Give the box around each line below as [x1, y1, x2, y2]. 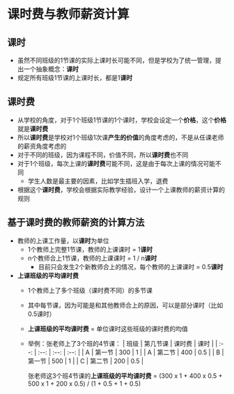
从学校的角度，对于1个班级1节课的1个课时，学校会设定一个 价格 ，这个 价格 [17, 116, 226, 124]
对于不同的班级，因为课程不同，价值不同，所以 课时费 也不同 [17, 151, 189, 159]
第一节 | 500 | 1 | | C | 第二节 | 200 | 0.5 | [27, 356, 144, 365]
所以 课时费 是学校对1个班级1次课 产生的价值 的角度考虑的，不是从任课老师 [17, 133, 224, 142]
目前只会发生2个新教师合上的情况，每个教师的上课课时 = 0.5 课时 [38, 262, 224, 271]
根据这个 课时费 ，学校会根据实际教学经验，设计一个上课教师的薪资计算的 [17, 185, 225, 194]
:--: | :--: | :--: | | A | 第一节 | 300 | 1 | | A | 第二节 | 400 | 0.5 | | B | [38, 348, 224, 356]
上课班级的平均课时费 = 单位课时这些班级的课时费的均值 [27, 324, 188, 333]
